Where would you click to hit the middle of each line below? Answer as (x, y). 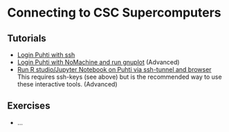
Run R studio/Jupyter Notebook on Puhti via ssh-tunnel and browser (114, 69)
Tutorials (27, 38)
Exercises (29, 106)
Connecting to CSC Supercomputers (114, 13)
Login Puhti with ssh (46, 55)
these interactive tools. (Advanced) (67, 84)
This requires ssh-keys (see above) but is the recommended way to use (120, 77)
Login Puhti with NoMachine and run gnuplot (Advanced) (98, 62)
